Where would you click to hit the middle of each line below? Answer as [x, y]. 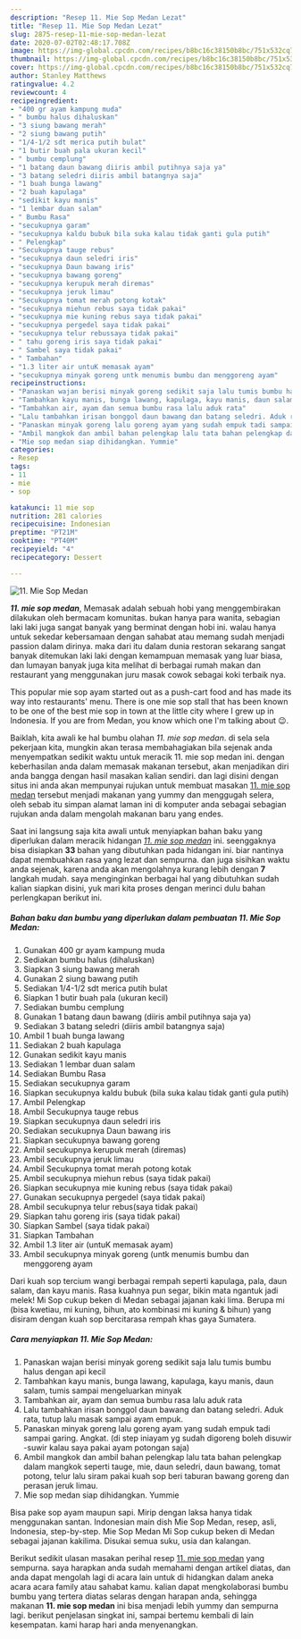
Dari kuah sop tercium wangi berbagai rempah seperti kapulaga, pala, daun [149, 1280]
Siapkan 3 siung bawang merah [81, 969]
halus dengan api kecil [64, 1371]
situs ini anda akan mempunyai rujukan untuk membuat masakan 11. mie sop [150, 785]
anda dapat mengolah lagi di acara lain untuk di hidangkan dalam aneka [142, 1577]
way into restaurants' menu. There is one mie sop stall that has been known [149, 701]
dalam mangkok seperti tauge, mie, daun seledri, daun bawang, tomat [151, 1466]
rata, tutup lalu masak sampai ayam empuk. [103, 1419]
